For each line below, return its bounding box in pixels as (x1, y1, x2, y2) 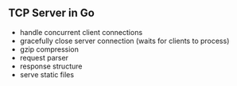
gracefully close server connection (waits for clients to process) (19, 36, 230, 45)
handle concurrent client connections (19, 27, 143, 37)
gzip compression (19, 44, 80, 54)
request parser (19, 53, 69, 62)
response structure (19, 61, 83, 71)
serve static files (19, 69, 74, 79)
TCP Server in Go (8, 6, 95, 20)
